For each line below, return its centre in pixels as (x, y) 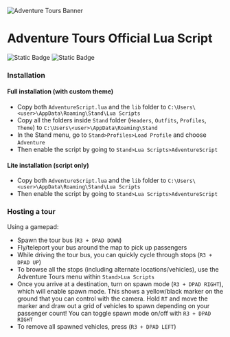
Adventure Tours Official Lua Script (110, 39)
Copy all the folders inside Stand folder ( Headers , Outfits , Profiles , (112, 120)
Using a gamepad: (33, 226)
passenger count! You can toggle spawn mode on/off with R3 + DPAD (114, 313)
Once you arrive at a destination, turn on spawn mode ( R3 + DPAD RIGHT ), (120, 284)
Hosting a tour (32, 212)
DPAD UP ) (29, 262)
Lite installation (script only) (48, 165)
